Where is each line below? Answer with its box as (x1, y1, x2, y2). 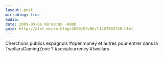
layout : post (5, 7, 33, 13)
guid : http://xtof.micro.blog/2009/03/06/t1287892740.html (5, 26, 134, 32)
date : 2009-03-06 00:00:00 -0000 (5, 21, 77, 27)
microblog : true (5, 12, 40, 17)
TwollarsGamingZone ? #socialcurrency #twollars (5, 46, 110, 52)
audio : (5, 17, 19, 22)
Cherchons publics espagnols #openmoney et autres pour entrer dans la (5, 40, 158, 46)
